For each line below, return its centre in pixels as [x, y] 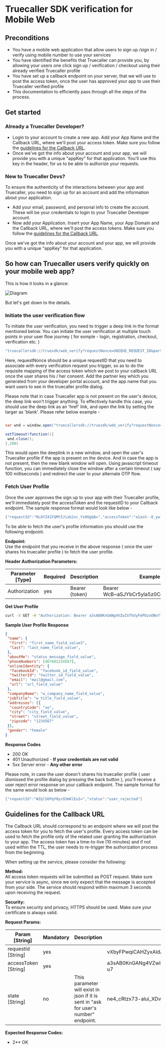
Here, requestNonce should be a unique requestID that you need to [74, 360]
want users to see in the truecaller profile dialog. [54, 386]
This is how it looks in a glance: [37, 283]
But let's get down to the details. [38, 302]
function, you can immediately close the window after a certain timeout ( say [83, 468]
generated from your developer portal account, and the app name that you [81, 381]
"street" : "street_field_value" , [44, 717]
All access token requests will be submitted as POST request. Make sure [79, 877]
